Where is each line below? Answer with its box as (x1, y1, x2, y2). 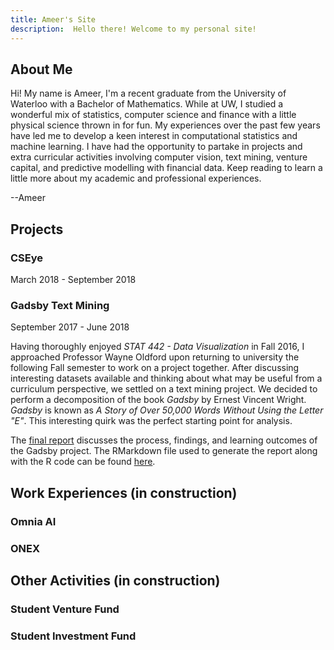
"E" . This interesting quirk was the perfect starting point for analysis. (10, 415, 293, 427)
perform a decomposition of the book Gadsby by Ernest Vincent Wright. (10, 394, 307, 406)
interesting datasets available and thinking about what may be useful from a (10, 372, 323, 385)
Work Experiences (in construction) (10, 484, 238, 501)
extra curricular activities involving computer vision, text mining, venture (10, 151, 308, 163)
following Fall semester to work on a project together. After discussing (10, 362, 300, 374)
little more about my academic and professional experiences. (10, 172, 262, 185)
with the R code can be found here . (10, 456, 156, 468)
